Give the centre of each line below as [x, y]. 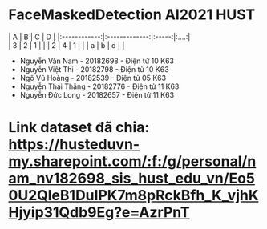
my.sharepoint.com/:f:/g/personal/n [132, 161]
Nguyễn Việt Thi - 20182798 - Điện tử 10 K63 [95, 69]
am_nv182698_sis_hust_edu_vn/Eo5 [131, 179]
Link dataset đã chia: [79, 128]
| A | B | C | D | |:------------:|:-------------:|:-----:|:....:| [99, 37]
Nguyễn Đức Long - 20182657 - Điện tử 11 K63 [97, 94]
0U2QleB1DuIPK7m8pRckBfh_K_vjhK [133, 196]
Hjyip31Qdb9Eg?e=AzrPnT [99, 213]
